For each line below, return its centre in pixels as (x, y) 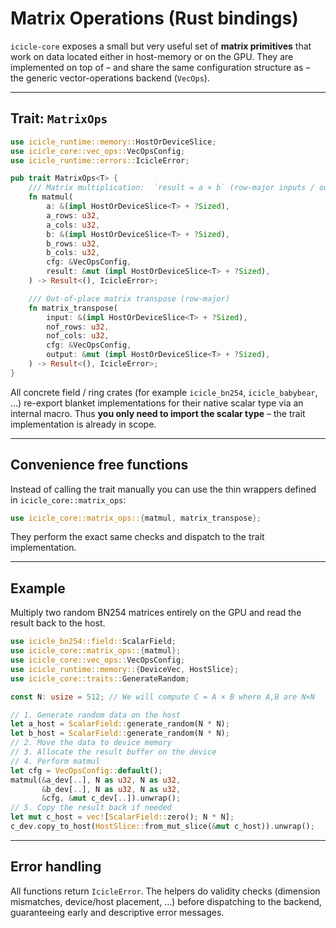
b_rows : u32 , (73, 243)
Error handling (56, 867)
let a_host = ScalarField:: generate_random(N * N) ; (120, 724)
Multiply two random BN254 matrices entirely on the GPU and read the (156, 613)
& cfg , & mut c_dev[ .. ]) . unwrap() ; (111, 798)
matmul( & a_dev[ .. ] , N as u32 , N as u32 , (96, 780)
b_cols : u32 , (73, 253)
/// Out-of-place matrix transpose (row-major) (129, 298)
